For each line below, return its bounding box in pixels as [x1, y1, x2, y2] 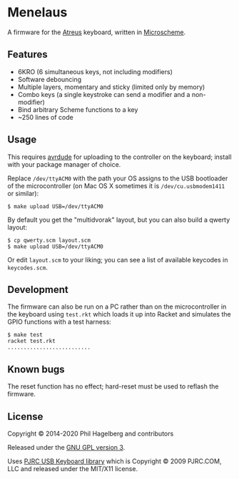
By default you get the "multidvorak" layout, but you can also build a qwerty [7, 215, 230, 224]
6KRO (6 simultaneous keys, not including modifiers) [17, 67, 173, 76]
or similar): [7, 189, 39, 197]
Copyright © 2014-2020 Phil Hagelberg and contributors [7, 429, 174, 438]
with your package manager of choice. [7, 160, 121, 168]
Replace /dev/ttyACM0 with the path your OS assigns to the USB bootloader [7, 174, 228, 182]
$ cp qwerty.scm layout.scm [7, 237, 91, 244]
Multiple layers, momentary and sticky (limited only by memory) [17, 83, 205, 91]
